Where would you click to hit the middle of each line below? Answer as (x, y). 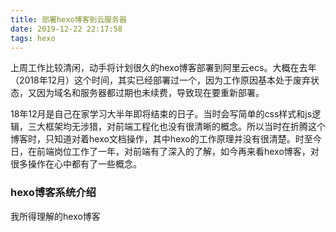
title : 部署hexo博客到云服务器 (68, 19)
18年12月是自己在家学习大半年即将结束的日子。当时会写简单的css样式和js (161, 114)
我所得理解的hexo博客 (55, 216)
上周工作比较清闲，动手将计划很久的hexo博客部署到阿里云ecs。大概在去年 (163, 68)
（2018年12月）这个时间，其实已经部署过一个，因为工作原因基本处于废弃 (160, 80)
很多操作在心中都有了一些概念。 (76, 164)
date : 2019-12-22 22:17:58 (66, 29)
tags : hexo (33, 38)
